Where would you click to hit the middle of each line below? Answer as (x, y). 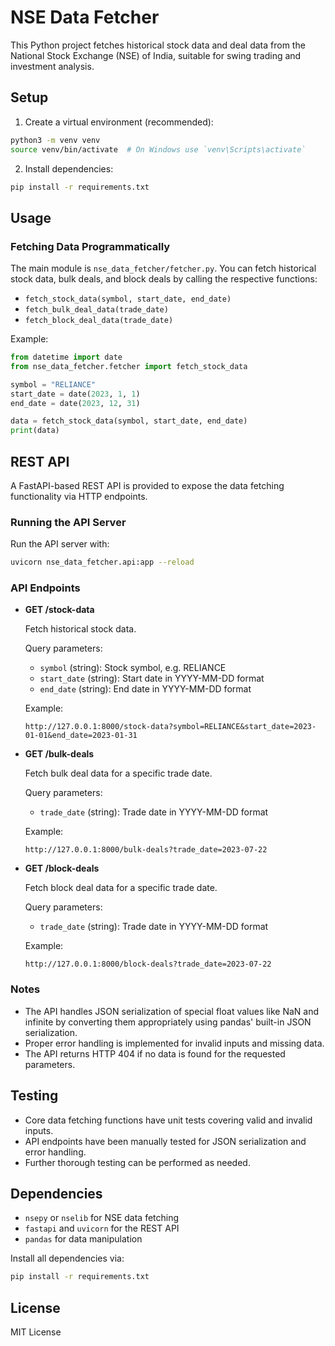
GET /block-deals (62, 868)
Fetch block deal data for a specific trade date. (121, 888)
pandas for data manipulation (83, 1239)
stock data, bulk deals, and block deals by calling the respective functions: (164, 279)
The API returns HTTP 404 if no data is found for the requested (155, 1053)
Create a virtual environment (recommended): (119, 122)
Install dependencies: (69, 168)
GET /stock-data (59, 610)
